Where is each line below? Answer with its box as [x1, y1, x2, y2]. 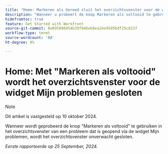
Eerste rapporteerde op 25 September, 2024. [5, 143, 98, 149]
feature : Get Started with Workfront [5, 21, 84, 26]
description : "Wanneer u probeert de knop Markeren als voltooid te [5, 12, 151, 17]
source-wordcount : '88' [5, 35, 55, 40]
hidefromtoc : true [5, 16, 43, 21]
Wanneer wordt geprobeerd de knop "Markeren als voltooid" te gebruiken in [5, 123, 162, 129]
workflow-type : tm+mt [5, 30, 50, 35]
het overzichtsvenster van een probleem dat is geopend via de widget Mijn [5, 128, 159, 134]
